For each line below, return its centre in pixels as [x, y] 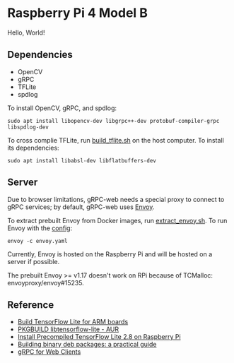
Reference [31, 305]
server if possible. [34, 261]
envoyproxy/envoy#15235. [46, 282]
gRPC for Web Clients [49, 352]
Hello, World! [26, 32]
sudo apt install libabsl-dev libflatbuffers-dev [82, 160]
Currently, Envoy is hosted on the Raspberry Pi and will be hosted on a [110, 254]
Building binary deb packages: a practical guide [87, 345]
